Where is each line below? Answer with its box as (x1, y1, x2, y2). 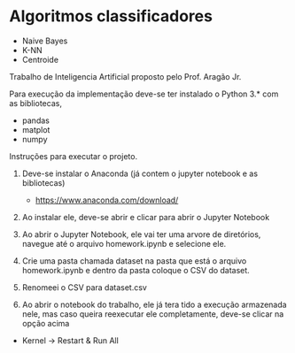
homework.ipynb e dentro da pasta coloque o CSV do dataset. (21, 265, 250, 275)
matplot (21, 124, 50, 134)
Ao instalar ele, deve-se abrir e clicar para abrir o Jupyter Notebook (21, 211, 270, 222)
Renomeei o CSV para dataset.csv (21, 281, 148, 293)
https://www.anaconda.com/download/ (35, 195, 179, 205)
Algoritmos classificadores (9, 6, 213, 27)
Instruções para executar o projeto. (9, 150, 138, 161)
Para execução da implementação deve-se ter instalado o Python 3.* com (9, 88, 279, 99)
